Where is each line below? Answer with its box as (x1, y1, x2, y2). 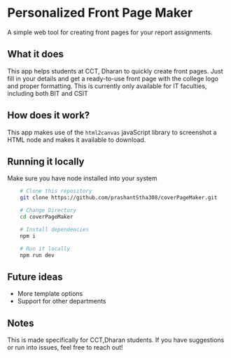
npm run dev (20, 252, 55, 259)
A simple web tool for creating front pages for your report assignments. (7, 28, 213, 36)
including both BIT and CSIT (7, 89, 89, 97)
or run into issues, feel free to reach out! (7, 343, 124, 351)
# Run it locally (20, 245, 71, 252)
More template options (17, 289, 83, 298)
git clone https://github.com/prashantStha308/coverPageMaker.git (20, 194, 218, 201)
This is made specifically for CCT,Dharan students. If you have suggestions (7, 336, 225, 344)
